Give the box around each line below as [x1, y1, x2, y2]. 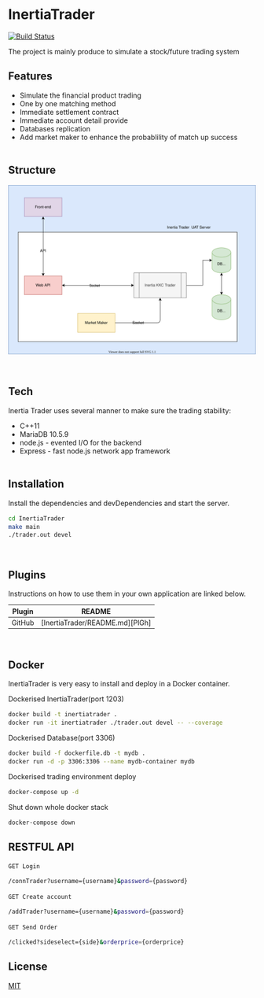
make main [8, 523, 41, 530]
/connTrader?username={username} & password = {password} [8, 878, 189, 885]
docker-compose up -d [8, 788, 79, 796]
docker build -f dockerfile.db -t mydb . [8, 749, 146, 757]
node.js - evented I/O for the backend [19, 438, 142, 447]
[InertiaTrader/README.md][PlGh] [40, 618, 152, 627]
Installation [8, 478, 64, 491]
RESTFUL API [8, 840, 75, 853]
